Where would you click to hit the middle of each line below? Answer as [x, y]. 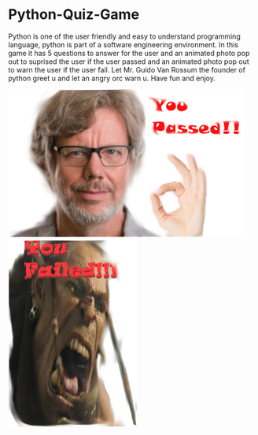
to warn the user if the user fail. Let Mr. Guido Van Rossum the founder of [127, 69]
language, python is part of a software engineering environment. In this [123, 44]
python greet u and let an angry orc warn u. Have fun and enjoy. [112, 78]
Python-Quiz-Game [74, 15]
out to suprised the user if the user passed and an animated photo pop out [129, 61]
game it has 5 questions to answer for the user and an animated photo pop [129, 53]
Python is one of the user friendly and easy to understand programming [125, 36]
